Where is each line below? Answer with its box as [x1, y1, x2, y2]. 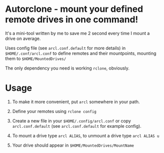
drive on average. [5, 36, 41, 41]
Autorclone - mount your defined [5, 3, 143, 15]
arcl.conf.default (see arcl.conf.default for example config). [12, 123, 142, 129]
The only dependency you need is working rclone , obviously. [5, 65, 130, 71]
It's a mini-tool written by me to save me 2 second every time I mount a [5, 30, 150, 36]
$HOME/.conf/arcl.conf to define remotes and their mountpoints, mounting [5, 50, 157, 56]
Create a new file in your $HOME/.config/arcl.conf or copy [12, 117, 131, 124]
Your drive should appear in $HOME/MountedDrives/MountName [12, 142, 134, 148]
